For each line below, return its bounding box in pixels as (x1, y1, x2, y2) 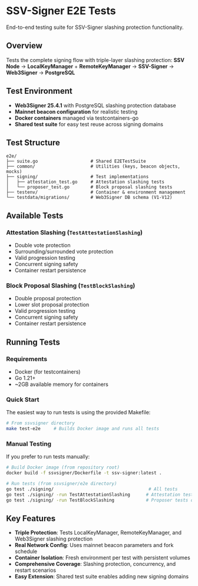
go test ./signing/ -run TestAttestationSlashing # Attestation (6, 492, 181, 497)
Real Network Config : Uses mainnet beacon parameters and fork (14, 542, 174, 549)
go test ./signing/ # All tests (6, 486, 178, 492)
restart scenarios (14, 567, 57, 574)
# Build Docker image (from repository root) (6, 464, 120, 470)
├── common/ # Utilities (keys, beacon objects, (6, 163, 181, 169)
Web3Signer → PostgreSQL (6, 69, 75, 76)
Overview (6, 41, 43, 51)
